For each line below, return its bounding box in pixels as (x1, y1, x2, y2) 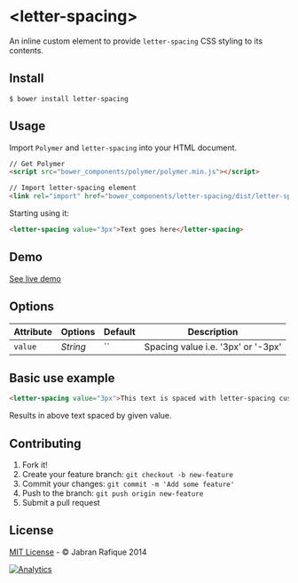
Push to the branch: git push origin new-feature (21, 488, 204, 499)
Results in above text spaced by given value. (9, 411, 172, 421)
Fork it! (21, 459, 49, 470)
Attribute (13, 325, 53, 338)
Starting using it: (9, 208, 69, 219)
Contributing (9, 435, 82, 451)
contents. (9, 44, 44, 55)
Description (187, 325, 239, 338)
